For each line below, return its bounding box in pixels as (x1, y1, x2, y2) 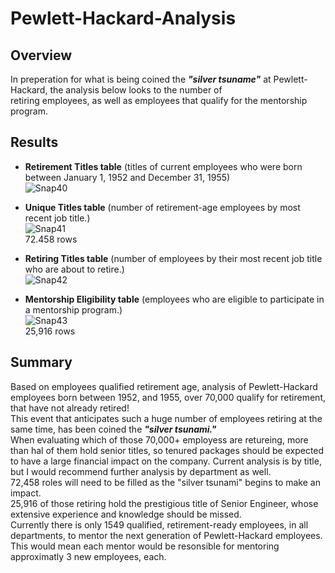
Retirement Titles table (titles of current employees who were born (24, 160, 303, 172)
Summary (10, 354, 73, 371)
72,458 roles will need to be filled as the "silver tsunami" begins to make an (10, 476, 321, 488)
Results (10, 134, 59, 151)
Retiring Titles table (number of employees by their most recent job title (24, 252, 323, 264)
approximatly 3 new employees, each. (10, 550, 167, 562)
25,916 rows (24, 325, 76, 337)
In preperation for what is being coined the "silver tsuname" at (10, 73, 272, 85)
